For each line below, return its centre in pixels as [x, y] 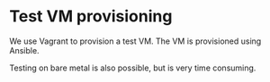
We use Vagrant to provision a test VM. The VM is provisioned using [135, 41]
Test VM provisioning [91, 16]
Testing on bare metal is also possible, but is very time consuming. [133, 68]
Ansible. [24, 50]
